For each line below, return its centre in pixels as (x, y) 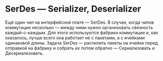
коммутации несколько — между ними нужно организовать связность (79, 27)
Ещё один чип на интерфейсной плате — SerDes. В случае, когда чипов (80, 22)
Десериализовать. (24, 53)
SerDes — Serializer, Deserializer (73, 9)
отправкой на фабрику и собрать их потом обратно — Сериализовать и (80, 48)
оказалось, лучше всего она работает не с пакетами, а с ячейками (75, 38)
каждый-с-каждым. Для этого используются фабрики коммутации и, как (81, 32)
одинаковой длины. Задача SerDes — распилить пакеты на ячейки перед (81, 43)
